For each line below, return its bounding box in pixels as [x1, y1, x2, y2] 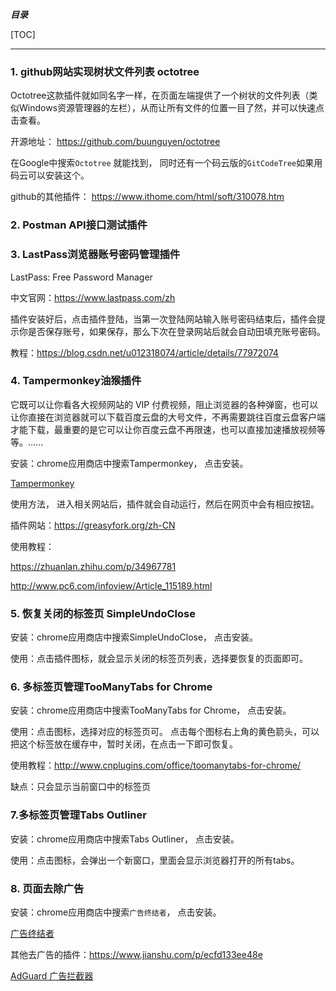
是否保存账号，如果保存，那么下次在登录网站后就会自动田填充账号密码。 [27, 325, 326, 337]
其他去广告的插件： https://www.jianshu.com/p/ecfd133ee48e [10, 949, 263, 960]
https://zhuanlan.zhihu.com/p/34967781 [10, 560, 177, 572]
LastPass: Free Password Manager [10, 271, 153, 283]
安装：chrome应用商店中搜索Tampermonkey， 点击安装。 [10, 457, 249, 469]
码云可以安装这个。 [10, 169, 90, 182]
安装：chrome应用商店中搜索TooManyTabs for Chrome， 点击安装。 [10, 704, 292, 717]
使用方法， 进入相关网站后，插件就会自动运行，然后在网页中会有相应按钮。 [10, 498, 320, 510]
